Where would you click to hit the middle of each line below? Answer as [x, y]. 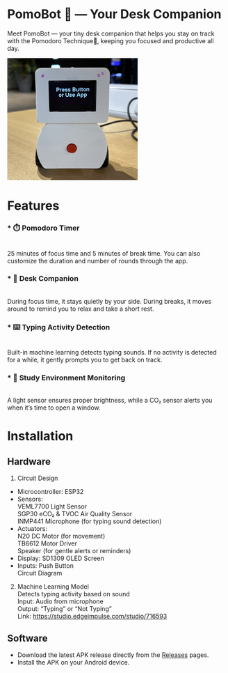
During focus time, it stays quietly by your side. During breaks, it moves [109, 301]
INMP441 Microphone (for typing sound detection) [89, 521]
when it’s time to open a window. [54, 408]
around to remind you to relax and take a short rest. [81, 309]
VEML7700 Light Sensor [52, 506]
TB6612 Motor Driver [47, 543]
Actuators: [32, 529]
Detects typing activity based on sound [73, 594]
